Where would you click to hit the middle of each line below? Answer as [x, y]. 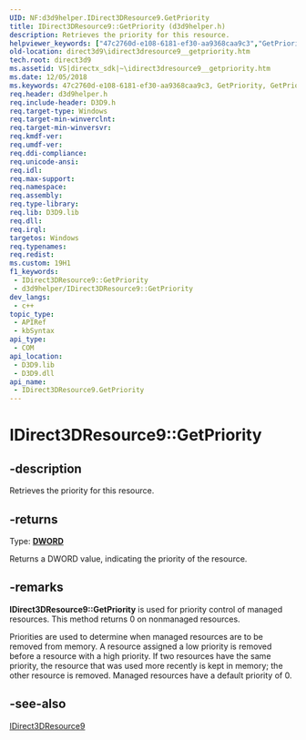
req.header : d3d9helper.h [58, 94]
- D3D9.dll [34, 373]
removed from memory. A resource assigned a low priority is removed [141, 646]
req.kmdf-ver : [36, 137]
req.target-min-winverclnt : [63, 119]
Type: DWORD [36, 541]
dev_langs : [30, 297]
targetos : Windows [44, 238]
